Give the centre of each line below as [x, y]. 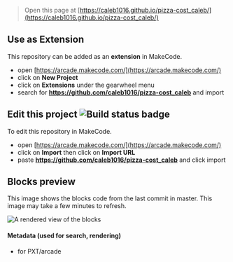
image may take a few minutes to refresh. [67, 206]
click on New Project [48, 77]
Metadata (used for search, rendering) [64, 236]
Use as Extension [46, 40]
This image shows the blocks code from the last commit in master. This [110, 198]
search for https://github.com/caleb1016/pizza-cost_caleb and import [121, 92]
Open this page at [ [52, 10]
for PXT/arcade [39, 251]
